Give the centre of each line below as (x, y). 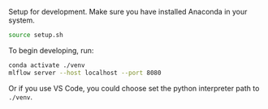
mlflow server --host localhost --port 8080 (85, 73)
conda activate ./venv (47, 65)
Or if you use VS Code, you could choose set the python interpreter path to (134, 88)
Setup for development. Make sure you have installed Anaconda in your (128, 12)
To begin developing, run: (51, 50)
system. (22, 20)
